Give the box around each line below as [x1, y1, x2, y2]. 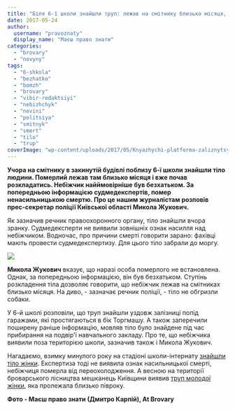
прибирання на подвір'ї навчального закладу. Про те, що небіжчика [7, 331, 211, 339]
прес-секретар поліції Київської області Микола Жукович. [7, 203, 189, 211]
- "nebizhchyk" [13, 101, 58, 108]
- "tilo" [13, 133, 39, 140]
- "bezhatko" [13, 75, 52, 82]
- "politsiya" [13, 114, 55, 121]
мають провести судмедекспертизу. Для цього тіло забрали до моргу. [7, 239, 219, 247]
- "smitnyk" [13, 120, 49, 128]
